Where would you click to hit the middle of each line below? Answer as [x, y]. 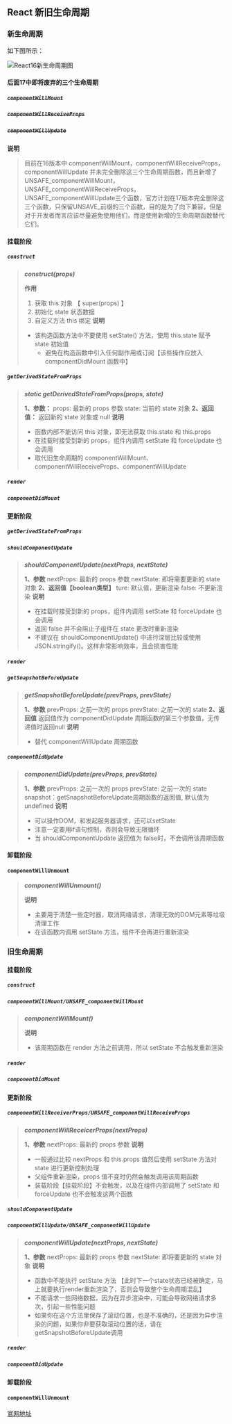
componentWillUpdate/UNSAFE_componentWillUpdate [79, 1226]
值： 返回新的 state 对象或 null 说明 [74, 416]
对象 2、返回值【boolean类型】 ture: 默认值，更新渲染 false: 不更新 [120, 588]
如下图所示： [25, 50]
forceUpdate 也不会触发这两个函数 [83, 1194]
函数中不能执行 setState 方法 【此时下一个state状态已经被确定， [126, 1280]
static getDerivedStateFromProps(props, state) [94, 394]
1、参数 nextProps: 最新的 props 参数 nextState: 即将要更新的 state [119, 1256]
